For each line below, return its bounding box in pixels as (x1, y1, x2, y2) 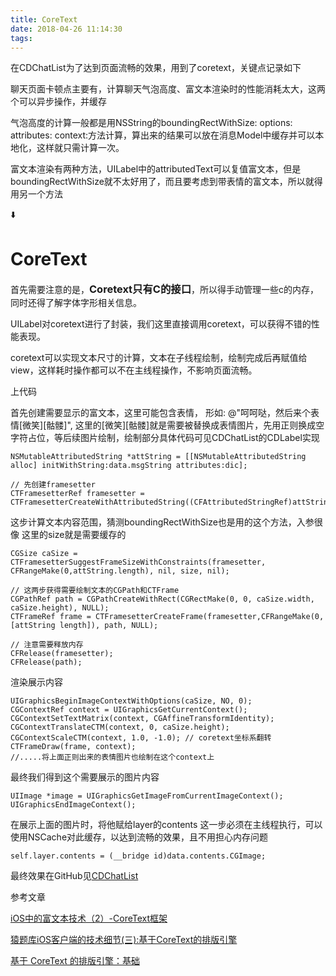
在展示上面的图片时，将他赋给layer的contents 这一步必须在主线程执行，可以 (10, 819, 323, 831)
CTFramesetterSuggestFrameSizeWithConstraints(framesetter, (10, 557, 267, 568)
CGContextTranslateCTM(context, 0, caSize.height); (10, 722, 230, 733)
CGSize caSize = (10, 549, 78, 559)
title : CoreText (10, 14, 78, 25)
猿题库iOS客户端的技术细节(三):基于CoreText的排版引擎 (10, 934, 238, 946)
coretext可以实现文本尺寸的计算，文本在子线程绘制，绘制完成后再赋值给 (10, 352, 308, 364)
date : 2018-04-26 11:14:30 (10, 24, 123, 34)
